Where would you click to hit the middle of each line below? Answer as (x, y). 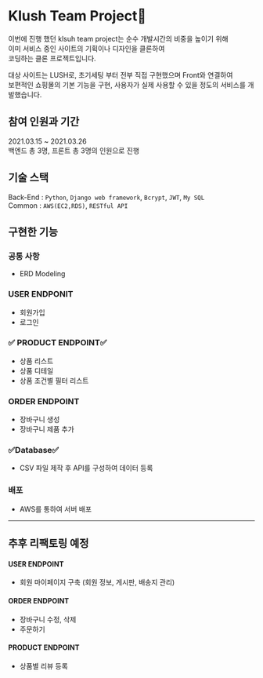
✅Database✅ (34, 450)
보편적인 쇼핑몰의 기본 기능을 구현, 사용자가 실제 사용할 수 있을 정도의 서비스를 (127, 85)
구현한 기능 (33, 232)
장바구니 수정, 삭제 (48, 619)
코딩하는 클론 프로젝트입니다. (52, 58)
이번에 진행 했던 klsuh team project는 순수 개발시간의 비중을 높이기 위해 (118, 38)
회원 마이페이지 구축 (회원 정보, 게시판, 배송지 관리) (97, 582)
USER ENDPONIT (41, 294)
